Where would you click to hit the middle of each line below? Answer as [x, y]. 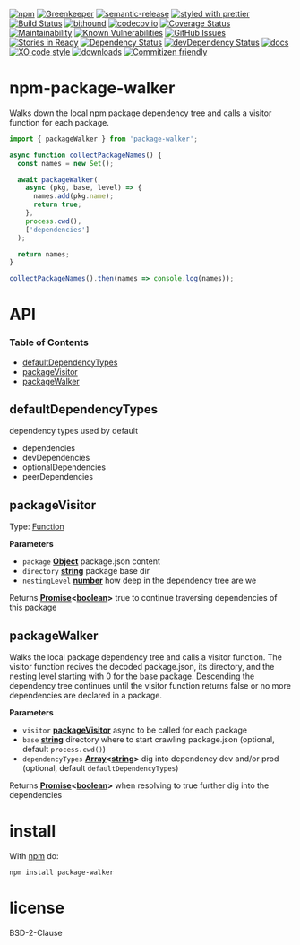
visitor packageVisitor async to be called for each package [135, 730]
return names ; [43, 254]
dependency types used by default [74, 431]
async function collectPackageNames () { [86, 155]
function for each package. [59, 122]
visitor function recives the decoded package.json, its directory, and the [142, 667]
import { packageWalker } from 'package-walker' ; [104, 139]
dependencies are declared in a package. [86, 696]
